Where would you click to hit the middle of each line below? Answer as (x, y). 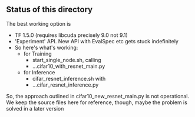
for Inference (39, 72)
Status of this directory (49, 10)
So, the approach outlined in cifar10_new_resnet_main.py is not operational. (98, 96)
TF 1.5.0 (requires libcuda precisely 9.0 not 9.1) (71, 35)
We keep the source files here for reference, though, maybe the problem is (97, 102)
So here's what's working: (46, 47)
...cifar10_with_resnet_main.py (69, 66)
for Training (37, 54)
